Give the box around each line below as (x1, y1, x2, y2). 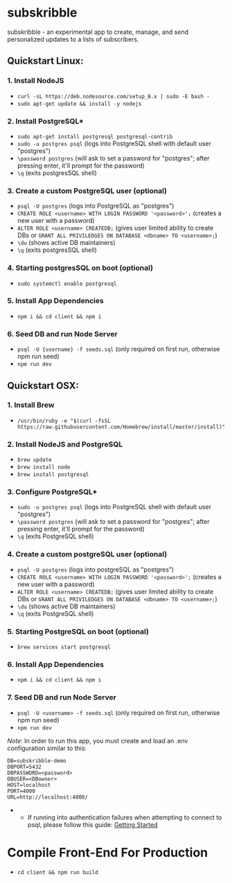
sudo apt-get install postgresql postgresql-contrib (17, 133, 173, 140)
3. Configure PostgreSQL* (7, 487, 98, 497)
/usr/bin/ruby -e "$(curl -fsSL (17, 417, 111, 424)
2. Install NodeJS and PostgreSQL (7, 439, 123, 449)
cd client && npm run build (17, 868, 98, 876)
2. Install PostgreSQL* (7, 116, 84, 126)
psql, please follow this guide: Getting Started (27, 820, 158, 828)
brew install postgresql (17, 471, 89, 478)
